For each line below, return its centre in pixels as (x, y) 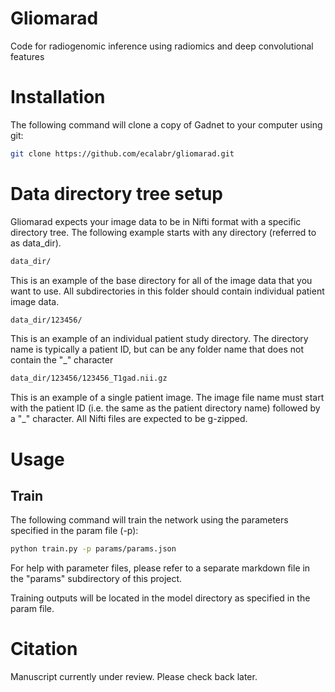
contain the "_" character (62, 360)
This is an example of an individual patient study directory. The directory (159, 339)
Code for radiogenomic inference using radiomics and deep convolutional (162, 46)
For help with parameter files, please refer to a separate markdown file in (160, 568)
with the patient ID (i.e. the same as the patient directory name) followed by (165, 408)
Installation (58, 97)
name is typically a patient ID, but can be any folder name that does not (157, 349)
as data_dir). (36, 243)
